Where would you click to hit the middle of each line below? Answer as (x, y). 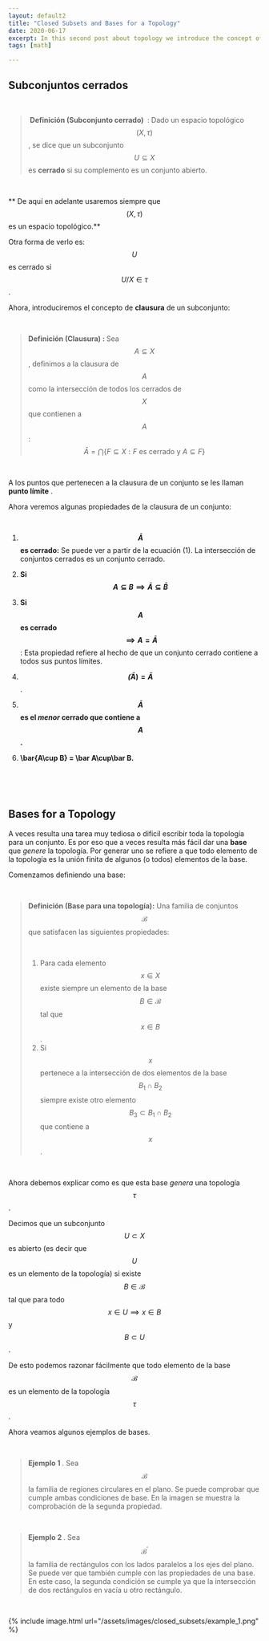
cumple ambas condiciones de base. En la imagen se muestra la (134, 1498)
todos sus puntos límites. (61, 661)
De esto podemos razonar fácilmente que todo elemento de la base (119, 1366)
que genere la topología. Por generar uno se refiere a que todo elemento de (133, 851)
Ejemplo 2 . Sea (54, 1537)
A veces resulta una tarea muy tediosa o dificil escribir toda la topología (126, 833)
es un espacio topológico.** (54, 226)
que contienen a (55, 413)
